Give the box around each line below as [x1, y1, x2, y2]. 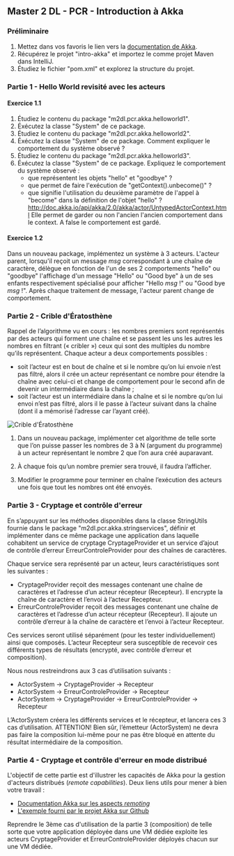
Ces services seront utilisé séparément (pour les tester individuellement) [7, 631, 216, 639]
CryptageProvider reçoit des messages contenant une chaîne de [17, 580, 203, 589]
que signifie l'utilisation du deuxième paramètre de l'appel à [27, 188, 200, 197]
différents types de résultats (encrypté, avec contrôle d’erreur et [7, 645, 192, 653]
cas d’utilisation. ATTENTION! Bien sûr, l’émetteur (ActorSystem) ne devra [7, 723, 219, 731]
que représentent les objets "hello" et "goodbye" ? [27, 173, 173, 182]
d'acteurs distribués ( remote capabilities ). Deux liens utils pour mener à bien [7, 778, 227, 786]
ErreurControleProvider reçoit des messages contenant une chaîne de [17, 602, 219, 611]
